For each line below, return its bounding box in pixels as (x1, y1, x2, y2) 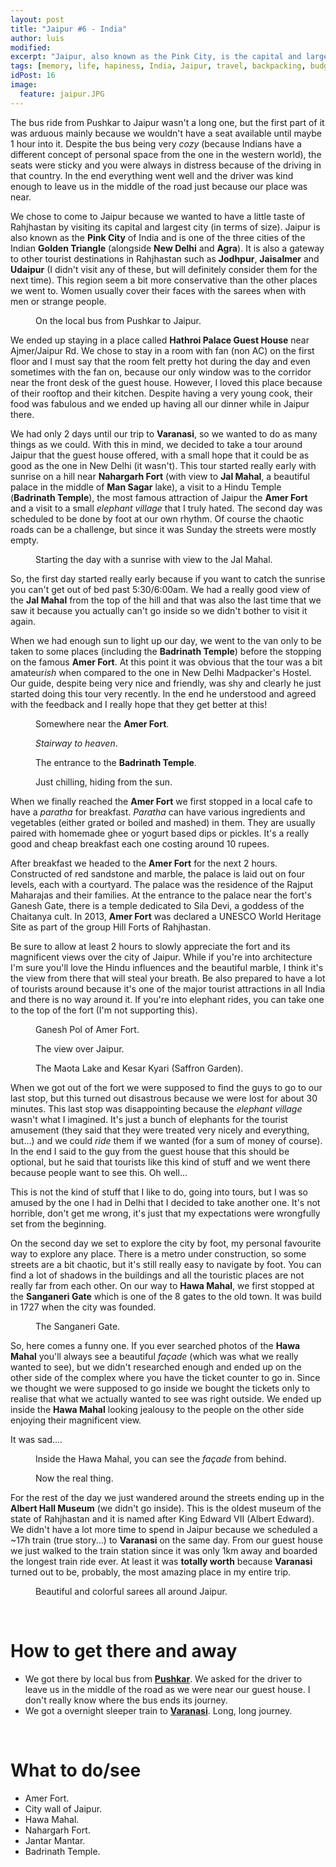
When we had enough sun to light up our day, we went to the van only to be (10, 634, 322, 646)
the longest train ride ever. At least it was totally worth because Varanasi (10, 1555, 313, 1567)
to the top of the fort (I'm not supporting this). (10, 1004, 198, 1016)
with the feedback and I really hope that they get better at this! (10, 698, 268, 710)
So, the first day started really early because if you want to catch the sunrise (10, 572, 326, 585)
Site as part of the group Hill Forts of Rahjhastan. (10, 921, 212, 933)
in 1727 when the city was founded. (10, 1301, 157, 1313)
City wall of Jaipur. (24, 1802, 103, 1815)
